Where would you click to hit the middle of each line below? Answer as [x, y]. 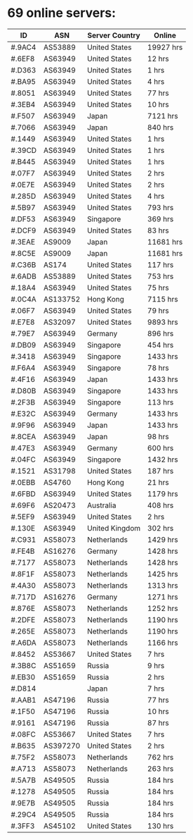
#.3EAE [23, 242]
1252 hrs [162, 608]
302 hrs [160, 528]
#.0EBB [23, 482]
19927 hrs [165, 47]
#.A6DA [24, 643]
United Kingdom [114, 528]
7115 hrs [162, 299]
